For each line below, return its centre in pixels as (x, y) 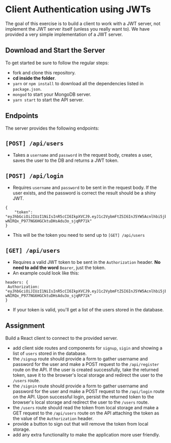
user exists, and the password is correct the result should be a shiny (84, 193)
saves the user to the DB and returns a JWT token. (65, 161)
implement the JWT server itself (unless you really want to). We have (78, 29)
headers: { (17, 282)
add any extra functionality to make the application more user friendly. (86, 434)
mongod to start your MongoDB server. (52, 94)
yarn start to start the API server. (48, 100)
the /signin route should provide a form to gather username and (80, 386)
